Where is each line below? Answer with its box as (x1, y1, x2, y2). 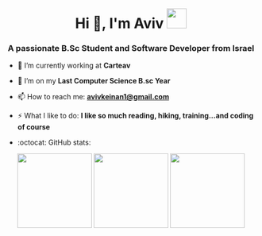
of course (17, 122, 51, 132)
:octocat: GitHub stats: (17, 137, 91, 147)
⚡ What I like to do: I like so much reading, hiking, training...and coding (17, 111, 254, 121)
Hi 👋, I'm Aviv (75, 14, 164, 33)
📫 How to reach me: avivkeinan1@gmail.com (17, 92, 170, 102)
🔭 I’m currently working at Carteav (17, 60, 131, 71)
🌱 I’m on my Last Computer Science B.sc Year (17, 76, 171, 86)
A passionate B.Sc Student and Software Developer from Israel (7, 43, 255, 54)
